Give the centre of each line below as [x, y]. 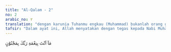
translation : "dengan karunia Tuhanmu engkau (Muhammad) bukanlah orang [84, 24]
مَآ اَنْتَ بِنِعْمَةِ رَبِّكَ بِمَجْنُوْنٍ [28, 43]
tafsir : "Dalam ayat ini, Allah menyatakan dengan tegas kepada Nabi [81, 29]
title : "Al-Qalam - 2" [29, 10]
